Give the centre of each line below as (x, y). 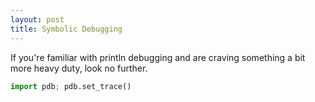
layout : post (37, 19)
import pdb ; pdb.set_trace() (71, 86)
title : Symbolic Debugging (66, 29)
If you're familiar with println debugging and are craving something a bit (158, 57)
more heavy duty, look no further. (79, 68)
